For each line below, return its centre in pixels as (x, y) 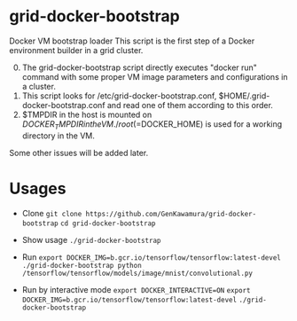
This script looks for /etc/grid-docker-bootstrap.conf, (119, 96)
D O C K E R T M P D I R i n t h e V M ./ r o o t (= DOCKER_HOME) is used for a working (152, 125)
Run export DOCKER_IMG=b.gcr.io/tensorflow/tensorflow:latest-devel (151, 257)
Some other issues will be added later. (79, 153)
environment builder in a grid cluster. (76, 50)
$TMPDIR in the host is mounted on (87, 114)
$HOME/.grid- (244, 96)
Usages (38, 188)
